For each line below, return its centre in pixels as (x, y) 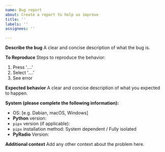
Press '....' (23, 67)
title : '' (16, 19)
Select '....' (23, 73)
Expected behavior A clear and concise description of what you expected (83, 88)
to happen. (16, 93)
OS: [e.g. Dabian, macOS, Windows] (51, 113)
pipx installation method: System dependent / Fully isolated (74, 129)
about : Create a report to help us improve (52, 15)
